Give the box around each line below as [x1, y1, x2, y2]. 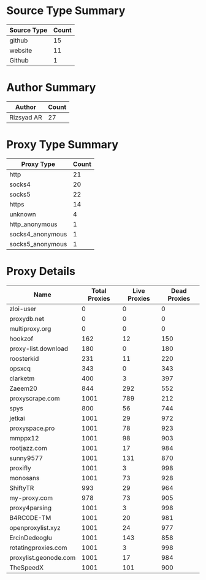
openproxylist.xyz [9, 523, 61, 532]
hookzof [9, 334, 34, 343]
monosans [9, 473, 40, 482]
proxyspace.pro [9, 424, 55, 432]
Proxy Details [6, 265, 75, 278]
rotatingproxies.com [9, 543, 67, 552]
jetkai [9, 414, 26, 423]
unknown [9, 209, 36, 218]
